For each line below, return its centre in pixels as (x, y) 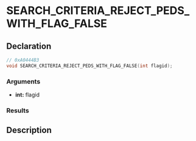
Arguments (23, 81)
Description (29, 130)
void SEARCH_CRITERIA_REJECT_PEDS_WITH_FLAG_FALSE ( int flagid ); (89, 66)
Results (18, 110)
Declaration (29, 46)
